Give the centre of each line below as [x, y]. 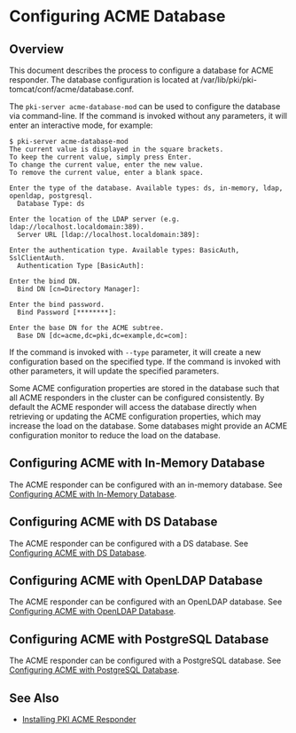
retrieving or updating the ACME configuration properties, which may [135, 416]
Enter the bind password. [57, 304]
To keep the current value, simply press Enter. [101, 157]
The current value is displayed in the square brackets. [117, 149]
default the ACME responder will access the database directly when [133, 407]
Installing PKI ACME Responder [79, 720]
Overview [37, 49]
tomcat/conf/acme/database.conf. [72, 89]
